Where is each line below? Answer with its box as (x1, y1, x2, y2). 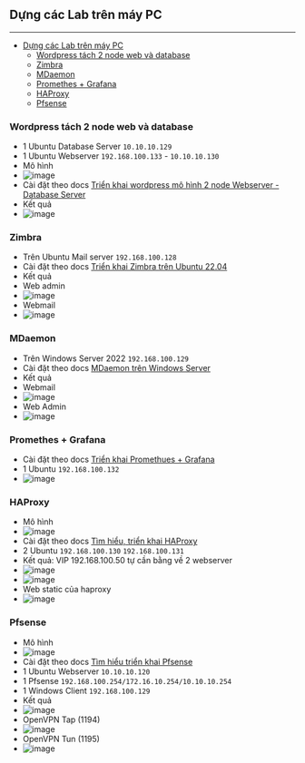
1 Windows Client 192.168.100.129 (22, 685, 151, 696)
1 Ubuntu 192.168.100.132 (22, 464, 120, 474)
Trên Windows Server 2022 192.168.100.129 (22, 353, 189, 364)
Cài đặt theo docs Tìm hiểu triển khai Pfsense (22, 656, 193, 667)
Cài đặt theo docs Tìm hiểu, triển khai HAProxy (22, 535, 198, 547)
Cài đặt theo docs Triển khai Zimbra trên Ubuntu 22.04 (22, 261, 228, 272)
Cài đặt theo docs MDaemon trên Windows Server (22, 362, 212, 373)
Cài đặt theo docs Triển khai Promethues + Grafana (22, 454, 215, 465)
